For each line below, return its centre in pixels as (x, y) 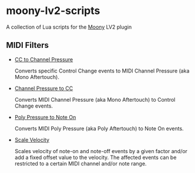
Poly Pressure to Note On (45, 117)
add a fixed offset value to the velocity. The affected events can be (95, 157)
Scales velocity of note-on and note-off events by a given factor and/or (101, 151)
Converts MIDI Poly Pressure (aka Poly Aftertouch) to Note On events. (99, 128)
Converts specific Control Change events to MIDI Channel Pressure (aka (102, 71)
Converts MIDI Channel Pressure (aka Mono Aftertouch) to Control (95, 99)
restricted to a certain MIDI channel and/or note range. (80, 163)
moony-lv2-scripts (53, 11)
